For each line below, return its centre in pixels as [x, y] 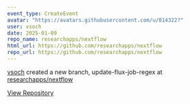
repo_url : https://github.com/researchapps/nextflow [85, 53]
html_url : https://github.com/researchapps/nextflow [85, 46]
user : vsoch [24, 26]
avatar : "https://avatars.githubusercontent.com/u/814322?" [96, 20]
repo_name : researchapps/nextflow [57, 40]
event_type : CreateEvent [43, 14]
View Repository [30, 93]
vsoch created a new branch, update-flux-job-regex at [85, 72]
